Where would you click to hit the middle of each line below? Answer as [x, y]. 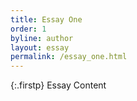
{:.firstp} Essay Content [58, 85]
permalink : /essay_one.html [69, 57]
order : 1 [28, 29]
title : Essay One [46, 19]
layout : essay [40, 47]
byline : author [42, 38]
